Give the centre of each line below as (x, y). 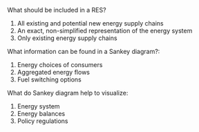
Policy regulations (42, 121)
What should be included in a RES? (57, 10)
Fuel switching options (49, 79)
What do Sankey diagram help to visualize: (68, 93)
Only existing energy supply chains (67, 38)
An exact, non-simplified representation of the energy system (105, 31)
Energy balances (41, 114)
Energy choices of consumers (60, 65)
